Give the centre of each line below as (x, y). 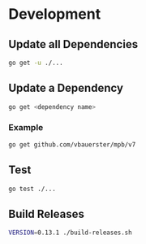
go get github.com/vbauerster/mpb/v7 (72, 144)
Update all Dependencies (73, 44)
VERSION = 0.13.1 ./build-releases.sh (70, 233)
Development (55, 14)
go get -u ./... (36, 63)
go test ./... (32, 189)
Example (26, 128)
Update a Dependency (66, 88)
